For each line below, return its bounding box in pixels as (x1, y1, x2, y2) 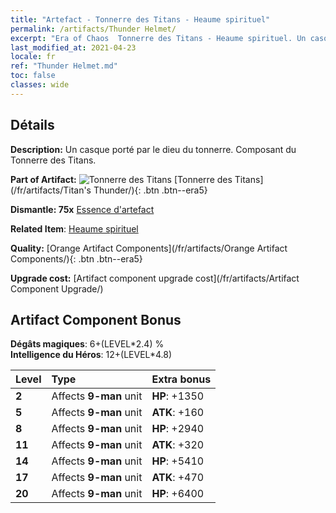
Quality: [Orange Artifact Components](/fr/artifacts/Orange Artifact (10, 242, 288, 254)
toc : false (10, 71, 56, 81)
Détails (10, 117, 55, 134)
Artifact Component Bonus (10, 311, 182, 328)
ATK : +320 (151, 438, 205, 452)
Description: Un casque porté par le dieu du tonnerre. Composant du (10, 143, 297, 155)
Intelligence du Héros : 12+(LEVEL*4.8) (10, 349, 173, 361)
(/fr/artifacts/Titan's (10, 184, 92, 196)
